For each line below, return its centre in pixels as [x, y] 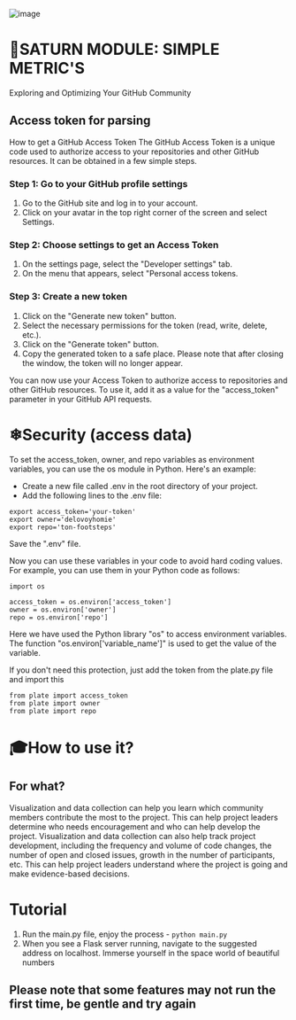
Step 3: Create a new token [68, 297]
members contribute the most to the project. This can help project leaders [144, 817]
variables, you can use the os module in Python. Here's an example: [133, 469]
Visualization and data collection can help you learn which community [136, 807]
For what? [37, 786]
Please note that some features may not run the [143, 989]
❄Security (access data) [101, 435]
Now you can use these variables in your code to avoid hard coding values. [146, 561]
